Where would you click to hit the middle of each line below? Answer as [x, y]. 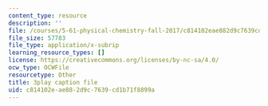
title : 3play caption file [53, 82]
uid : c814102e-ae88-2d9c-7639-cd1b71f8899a [82, 90]
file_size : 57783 [37, 38]
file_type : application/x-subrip [64, 45]
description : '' [35, 23]
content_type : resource [48, 16]
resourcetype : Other [43, 75]
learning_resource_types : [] [57, 53]
